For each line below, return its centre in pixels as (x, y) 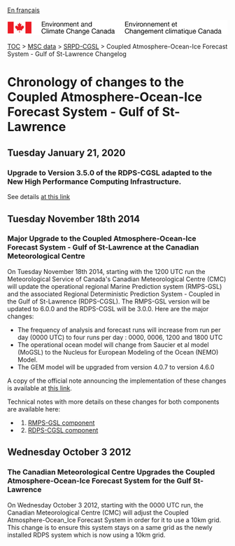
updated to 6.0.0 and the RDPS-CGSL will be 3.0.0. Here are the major (108, 308)
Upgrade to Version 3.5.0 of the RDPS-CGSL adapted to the (109, 172)
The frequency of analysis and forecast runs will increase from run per (119, 329)
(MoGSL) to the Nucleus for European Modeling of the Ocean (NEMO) (118, 352)
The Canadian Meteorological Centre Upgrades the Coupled (111, 472)
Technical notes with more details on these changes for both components (113, 402)
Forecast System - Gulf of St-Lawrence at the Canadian (103, 247)
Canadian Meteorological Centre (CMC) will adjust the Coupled (98, 512)
